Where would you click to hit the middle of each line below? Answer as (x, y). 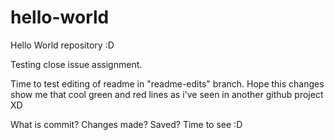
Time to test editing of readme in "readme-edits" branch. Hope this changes (167, 83)
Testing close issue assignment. (76, 64)
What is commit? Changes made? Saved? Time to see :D (126, 124)
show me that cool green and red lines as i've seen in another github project (167, 94)
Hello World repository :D (62, 45)
